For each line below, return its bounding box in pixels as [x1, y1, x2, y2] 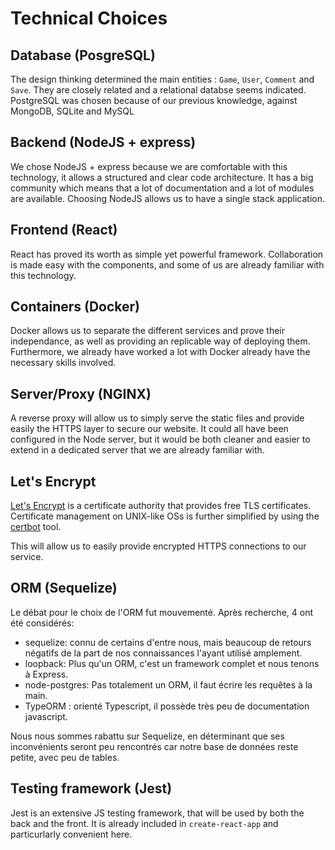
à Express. [24, 668, 69, 680]
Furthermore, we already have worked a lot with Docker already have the [10, 346, 311, 358]
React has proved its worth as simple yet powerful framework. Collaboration [10, 248, 324, 260]
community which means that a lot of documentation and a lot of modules [10, 182, 315, 194]
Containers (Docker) [10, 298, 141, 316]
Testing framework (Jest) [10, 780, 173, 797]
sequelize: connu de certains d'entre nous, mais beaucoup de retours [24, 636, 312, 648]
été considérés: [10, 617, 75, 629]
